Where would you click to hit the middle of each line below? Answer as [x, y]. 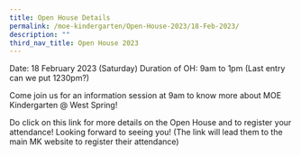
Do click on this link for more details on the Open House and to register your [150, 123]
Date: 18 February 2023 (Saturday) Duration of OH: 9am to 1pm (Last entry [147, 69]
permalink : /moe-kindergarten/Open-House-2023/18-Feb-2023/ [125, 26]
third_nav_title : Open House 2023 [74, 43]
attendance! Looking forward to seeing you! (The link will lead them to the [146, 133]
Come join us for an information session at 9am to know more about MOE [146, 96]
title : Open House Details [60, 18]
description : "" [40, 34]
